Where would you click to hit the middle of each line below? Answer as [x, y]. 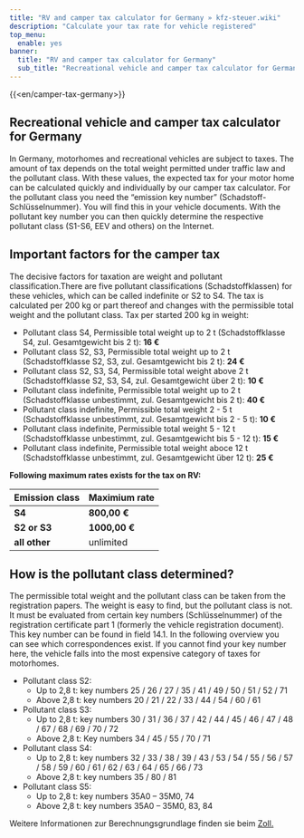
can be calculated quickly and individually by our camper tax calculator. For [150, 188]
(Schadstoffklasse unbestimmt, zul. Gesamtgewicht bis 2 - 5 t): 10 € [149, 419]
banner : [24, 52]
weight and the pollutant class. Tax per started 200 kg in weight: [129, 314]
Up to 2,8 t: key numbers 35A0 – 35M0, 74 [115, 796]
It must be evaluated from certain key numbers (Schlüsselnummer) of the [146, 615]
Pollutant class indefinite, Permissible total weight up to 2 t [132, 390]
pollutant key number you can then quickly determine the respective [137, 216]
